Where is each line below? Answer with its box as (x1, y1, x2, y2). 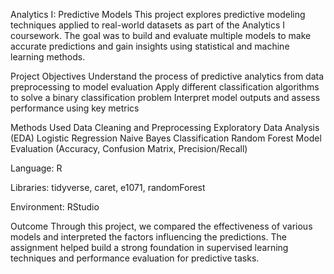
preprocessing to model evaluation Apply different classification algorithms (10, 81, 320, 93)
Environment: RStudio (10, 201, 100, 213)
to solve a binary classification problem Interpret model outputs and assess (10, 92, 321, 103)
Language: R (10, 162, 63, 174)
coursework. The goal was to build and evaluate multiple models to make (10, 30, 312, 41)
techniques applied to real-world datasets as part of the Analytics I (10, 19, 286, 31)
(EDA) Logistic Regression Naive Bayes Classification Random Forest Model (10, 132, 322, 144)
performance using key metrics (10, 102, 140, 114)
